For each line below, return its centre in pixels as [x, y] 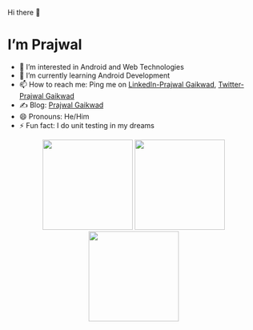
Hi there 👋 [24, 12]
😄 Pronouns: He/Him [54, 116]
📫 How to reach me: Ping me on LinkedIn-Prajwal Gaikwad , [118, 84]
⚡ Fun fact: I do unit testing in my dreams [87, 125]
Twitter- [231, 84]
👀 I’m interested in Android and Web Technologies [102, 66]
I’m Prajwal [45, 45]
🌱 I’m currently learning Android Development [94, 75]
